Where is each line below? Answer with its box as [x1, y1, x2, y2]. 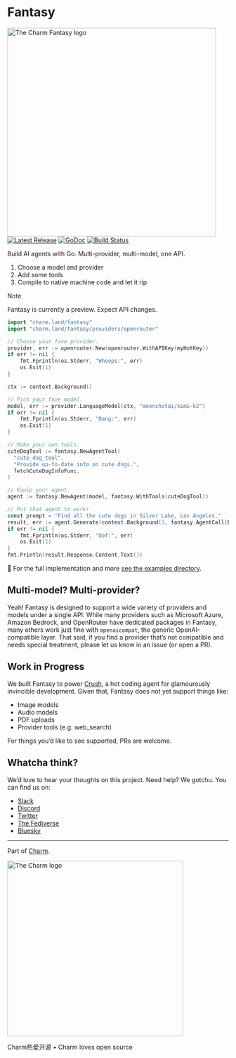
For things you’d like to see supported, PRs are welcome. [7, 736, 172, 745]
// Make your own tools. [7, 442, 80, 449]
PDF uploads [17, 715, 55, 724]
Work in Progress [7, 661, 85, 673]
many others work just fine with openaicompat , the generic [7, 626, 174, 634]
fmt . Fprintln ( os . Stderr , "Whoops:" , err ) [20, 357, 143, 365]
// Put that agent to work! [7, 506, 90, 513]
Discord [17, 804, 41, 812]
